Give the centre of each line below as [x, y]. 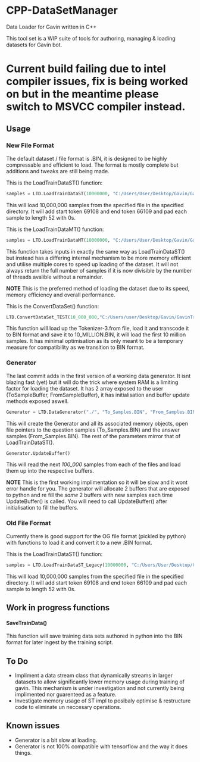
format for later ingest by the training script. [60, 642]
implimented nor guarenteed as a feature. [65, 695]
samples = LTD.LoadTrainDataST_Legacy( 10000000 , [68, 565]
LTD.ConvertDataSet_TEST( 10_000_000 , [53, 317]
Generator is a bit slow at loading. [56, 740]
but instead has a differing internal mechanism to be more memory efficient [99, 258]
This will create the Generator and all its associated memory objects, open [97, 423]
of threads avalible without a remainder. [55, 277]
